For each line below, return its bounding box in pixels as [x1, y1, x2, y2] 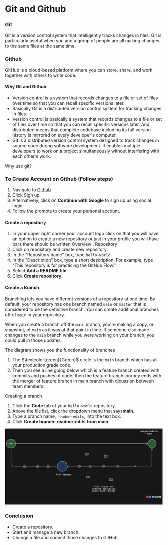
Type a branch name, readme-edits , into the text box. [12, 413, 121, 419]
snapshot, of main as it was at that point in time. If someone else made [5, 326, 150, 333]
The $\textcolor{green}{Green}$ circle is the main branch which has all [12, 356, 158, 363]
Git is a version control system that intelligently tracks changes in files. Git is [5, 32, 162, 38]
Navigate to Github [12, 187, 51, 193]
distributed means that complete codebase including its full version [12, 126, 151, 133]
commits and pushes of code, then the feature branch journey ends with [12, 372, 162, 378]
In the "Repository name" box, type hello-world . [12, 252, 112, 258]
